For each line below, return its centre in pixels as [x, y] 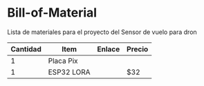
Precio [138, 49]
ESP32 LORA [69, 72]
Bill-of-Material [52, 13]
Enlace [109, 49]
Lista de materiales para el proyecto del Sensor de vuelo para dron [102, 32]
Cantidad [26, 49]
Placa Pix [63, 60]
